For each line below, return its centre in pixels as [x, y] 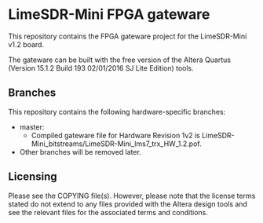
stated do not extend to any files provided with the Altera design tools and [128, 204]
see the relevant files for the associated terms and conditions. [108, 212]
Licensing [33, 177]
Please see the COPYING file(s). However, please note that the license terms [132, 196]
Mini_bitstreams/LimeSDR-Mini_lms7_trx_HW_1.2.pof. [116, 144]
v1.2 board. [26, 44]
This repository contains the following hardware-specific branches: [117, 111]
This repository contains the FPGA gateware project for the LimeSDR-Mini [128, 36]
